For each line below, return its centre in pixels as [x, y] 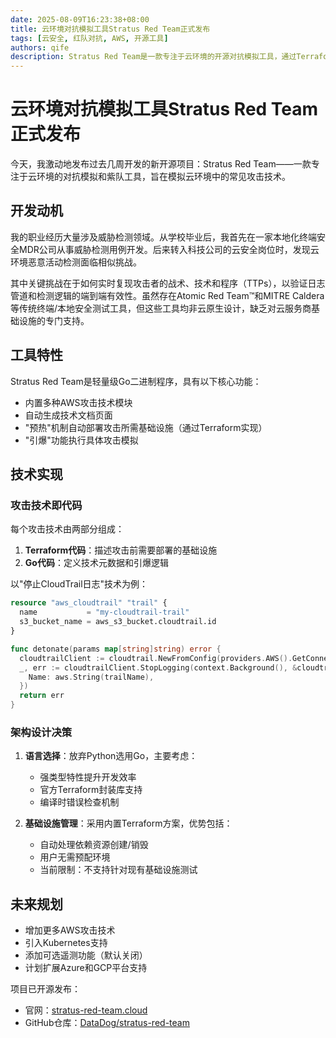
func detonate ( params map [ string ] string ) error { [116, 649]
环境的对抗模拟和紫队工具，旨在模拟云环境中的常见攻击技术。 [163, 177]
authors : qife [40, 47]
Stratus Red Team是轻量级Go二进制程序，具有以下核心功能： [136, 381]
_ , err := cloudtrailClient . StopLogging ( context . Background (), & [158, 667]
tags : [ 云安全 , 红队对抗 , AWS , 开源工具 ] [89, 38]
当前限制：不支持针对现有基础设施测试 [118, 870]
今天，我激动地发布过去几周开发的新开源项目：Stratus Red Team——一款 [161, 164]
